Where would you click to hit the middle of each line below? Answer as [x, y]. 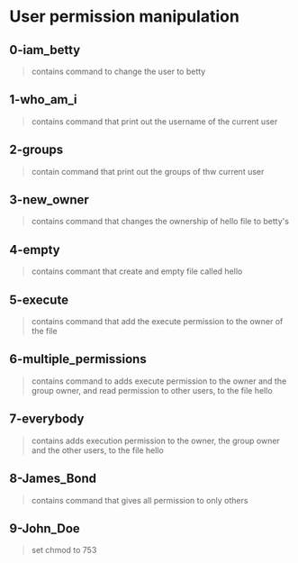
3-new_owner [50, 200]
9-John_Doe [45, 528]
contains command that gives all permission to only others [140, 500]
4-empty [35, 250]
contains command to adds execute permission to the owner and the [159, 381]
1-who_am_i [44, 100]
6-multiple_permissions [78, 359]
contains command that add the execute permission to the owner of [157, 322]
